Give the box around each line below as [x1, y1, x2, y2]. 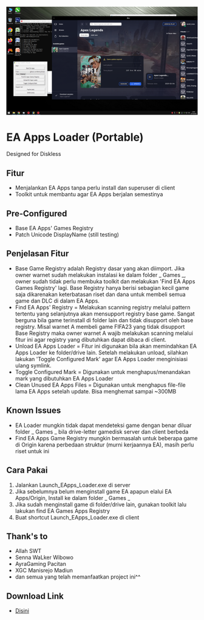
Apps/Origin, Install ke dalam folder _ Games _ [15, 494, 131, 501]
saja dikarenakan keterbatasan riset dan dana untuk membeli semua [15, 291, 186, 298]
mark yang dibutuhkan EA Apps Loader [15, 375, 114, 382]
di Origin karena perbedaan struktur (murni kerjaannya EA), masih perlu [15, 441, 194, 448]
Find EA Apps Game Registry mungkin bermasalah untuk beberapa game [15, 434, 199, 442]
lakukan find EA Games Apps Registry [15, 507, 110, 515]
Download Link [6, 591, 64, 601]
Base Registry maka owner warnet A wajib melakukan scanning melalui [15, 329, 193, 337]
